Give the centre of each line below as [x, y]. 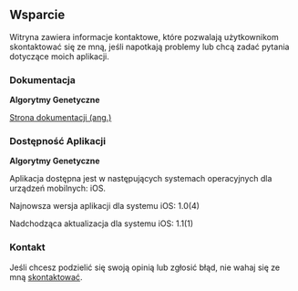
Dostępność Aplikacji [58, 141]
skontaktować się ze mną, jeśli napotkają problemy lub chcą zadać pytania [149, 47]
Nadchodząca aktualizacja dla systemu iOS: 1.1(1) [102, 223]
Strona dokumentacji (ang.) [61, 118]
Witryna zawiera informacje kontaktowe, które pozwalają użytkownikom [144, 36]
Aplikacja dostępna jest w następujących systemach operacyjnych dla [141, 179]
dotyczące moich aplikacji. [59, 56]
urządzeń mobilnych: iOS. [58, 188]
